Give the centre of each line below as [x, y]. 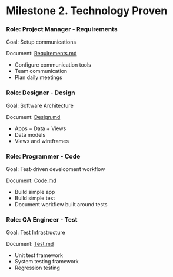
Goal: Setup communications [41, 42]
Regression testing [37, 268]
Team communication [41, 71]
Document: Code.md [31, 180]
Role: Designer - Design [41, 93]
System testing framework [46, 262]
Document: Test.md [30, 244]
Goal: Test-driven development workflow [56, 169]
